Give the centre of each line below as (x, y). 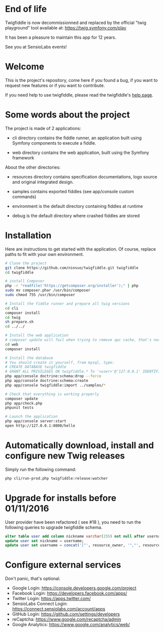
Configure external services (63, 565)
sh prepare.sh (20, 322)
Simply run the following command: (41, 469)
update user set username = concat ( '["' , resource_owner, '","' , (73, 545)
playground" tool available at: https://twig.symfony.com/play (66, 27)
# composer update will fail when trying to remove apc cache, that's (78, 340)
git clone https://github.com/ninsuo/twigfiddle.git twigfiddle (72, 268)
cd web (12, 344)
